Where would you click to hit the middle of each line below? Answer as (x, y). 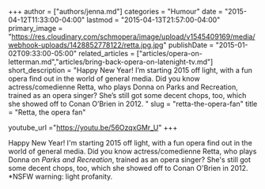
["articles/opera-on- (170, 53)
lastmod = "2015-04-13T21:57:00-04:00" (153, 20)
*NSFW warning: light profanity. (61, 176)
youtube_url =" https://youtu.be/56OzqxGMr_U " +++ (93, 127)
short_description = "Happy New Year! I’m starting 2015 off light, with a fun (131, 70)
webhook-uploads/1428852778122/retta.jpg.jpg (86, 45)
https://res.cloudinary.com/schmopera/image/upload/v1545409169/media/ (133, 36)
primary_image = (36, 28)
